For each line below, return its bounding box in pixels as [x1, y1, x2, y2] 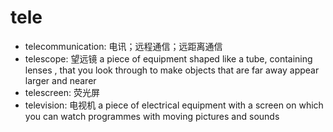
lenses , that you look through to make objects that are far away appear [24, 64, 320, 76]
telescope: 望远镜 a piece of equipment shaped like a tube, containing [24, 52, 313, 65]
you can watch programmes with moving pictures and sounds [24, 110, 280, 122]
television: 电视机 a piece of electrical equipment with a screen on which [24, 99, 324, 111]
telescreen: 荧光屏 [24, 86, 100, 98]
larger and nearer [24, 74, 97, 86]
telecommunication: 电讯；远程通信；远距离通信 [24, 40, 223, 52]
